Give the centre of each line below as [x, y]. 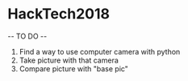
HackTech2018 [59, 14]
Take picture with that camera [69, 60]
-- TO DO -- [27, 36]
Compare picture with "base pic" [73, 68]
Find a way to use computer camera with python [100, 51]
